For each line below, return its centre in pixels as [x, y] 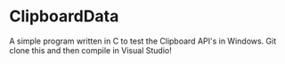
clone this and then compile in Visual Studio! [90, 50]
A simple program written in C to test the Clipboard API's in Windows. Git [143, 41]
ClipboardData [64, 16]
